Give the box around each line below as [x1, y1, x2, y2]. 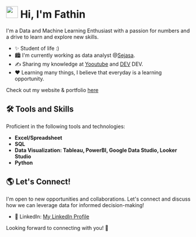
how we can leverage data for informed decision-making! [6, 201, 145, 208]
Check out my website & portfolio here [6, 86, 99, 93]
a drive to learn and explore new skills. [6, 33, 99, 40]
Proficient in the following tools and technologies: [6, 123, 126, 130]
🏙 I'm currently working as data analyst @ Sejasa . [14, 52, 136, 59]
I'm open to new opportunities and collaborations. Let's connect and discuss [6, 195, 191, 202]
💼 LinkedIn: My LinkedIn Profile [14, 213, 90, 220]
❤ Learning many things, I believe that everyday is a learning [14, 69, 162, 76]
